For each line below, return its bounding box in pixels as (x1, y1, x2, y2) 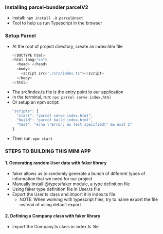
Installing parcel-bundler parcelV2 (5, 4, 89, 11)
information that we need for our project (12, 176, 92, 182)
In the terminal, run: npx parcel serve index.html (12, 94, 112, 100)
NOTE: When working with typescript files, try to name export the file (19, 196, 158, 202)
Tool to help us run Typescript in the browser (12, 20, 102, 26)
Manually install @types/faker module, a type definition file (12, 181, 130, 187)
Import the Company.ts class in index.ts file (12, 224, 99, 230)
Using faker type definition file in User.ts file (12, 186, 101, 192)
